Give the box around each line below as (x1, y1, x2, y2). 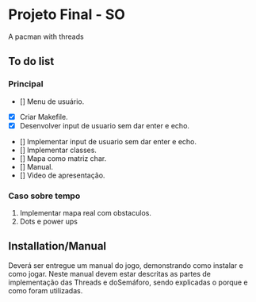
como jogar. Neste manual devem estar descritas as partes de (8, 269, 212, 278)
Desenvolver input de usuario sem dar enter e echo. (19, 120, 190, 130)
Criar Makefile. (19, 112, 69, 121)
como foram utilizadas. (8, 285, 83, 295)
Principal (8, 78, 44, 90)
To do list (8, 55, 55, 68)
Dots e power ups (19, 216, 78, 227)
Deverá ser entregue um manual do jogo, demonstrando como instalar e (8, 260, 243, 270)
